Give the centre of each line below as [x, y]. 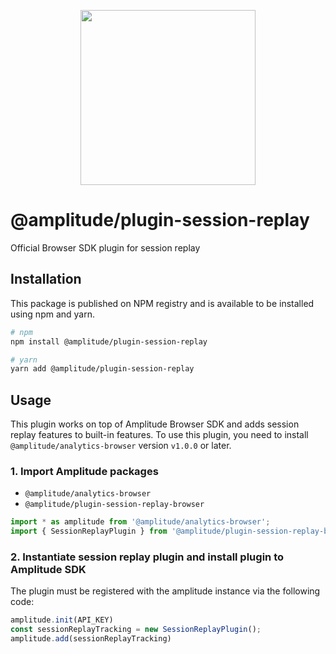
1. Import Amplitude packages [84, 471]
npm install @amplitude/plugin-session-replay [109, 341]
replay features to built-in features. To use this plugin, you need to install [159, 435]
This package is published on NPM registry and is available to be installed [162, 303]
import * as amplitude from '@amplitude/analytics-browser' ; [140, 522]
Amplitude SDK [48, 570]
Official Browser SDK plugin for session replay [105, 247]
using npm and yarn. [52, 314]
